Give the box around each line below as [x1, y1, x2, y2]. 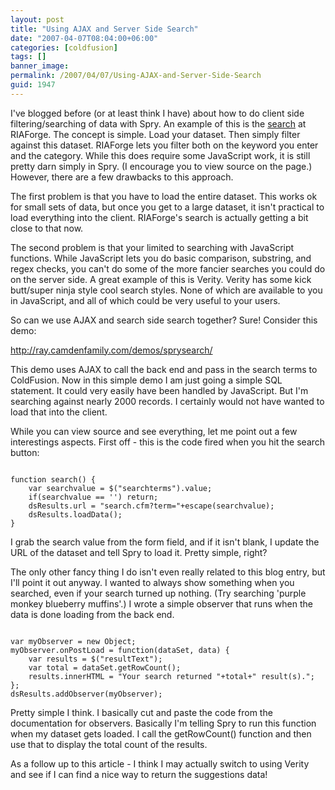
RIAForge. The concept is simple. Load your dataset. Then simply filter [10, 128, 301, 140]
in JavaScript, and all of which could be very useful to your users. [10, 294, 281, 306]
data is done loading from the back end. [10, 608, 175, 620]
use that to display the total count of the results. [10, 738, 208, 750]
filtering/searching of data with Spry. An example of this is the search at [10, 117, 307, 130]
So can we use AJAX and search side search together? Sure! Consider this [10, 314, 318, 326]
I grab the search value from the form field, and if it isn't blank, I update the [10, 536, 320, 548]
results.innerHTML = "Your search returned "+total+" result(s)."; [28, 671, 315, 681]
